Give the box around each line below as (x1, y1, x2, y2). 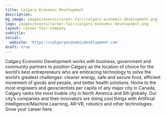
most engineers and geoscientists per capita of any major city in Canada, (5, 84, 156, 90)
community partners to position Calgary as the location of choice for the (5, 63, 154, 69)
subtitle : (5, 30, 26, 35)
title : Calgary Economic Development (5, 7, 84, 12)
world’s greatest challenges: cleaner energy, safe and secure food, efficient (5, 74, 161, 80)
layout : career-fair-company (5, 26, 66, 31)
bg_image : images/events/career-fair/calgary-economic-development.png (5, 16, 157, 21)
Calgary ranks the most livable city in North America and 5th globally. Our (5, 90, 157, 96)
